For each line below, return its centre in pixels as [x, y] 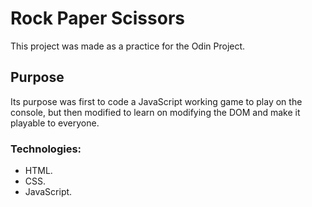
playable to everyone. [55, 123]
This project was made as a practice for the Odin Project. [128, 46]
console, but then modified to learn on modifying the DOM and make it [155, 112]
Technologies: [46, 149]
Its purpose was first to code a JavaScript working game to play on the [156, 101]
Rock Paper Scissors [97, 18]
